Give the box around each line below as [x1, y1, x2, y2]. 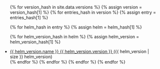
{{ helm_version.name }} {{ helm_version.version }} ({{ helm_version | [9, 49, 149, 54]
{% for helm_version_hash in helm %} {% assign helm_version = [9, 34, 139, 39]
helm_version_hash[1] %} [9, 39, 61, 45]
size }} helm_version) [9, 54, 53, 60]
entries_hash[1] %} [9, 15, 48, 20]
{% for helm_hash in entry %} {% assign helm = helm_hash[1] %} [9, 24, 142, 30]
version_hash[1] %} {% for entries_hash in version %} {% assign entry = [9, 9, 157, 15]
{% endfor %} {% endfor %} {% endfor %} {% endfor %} [9, 59, 126, 65]
